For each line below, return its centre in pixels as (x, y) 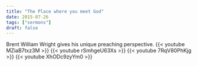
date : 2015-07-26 (27, 17)
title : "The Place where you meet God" (55, 11)
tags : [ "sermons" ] (29, 22)
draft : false (22, 28)
